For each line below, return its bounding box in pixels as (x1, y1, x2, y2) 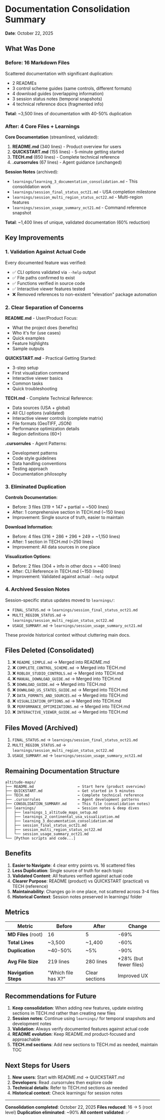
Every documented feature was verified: (5, 260, 86, 266)
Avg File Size (7, 958, 38, 965)
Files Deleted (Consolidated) (5, 646, 94, 654)
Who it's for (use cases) (12, 330, 61, 336)
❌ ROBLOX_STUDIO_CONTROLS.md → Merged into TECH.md (12, 670, 124, 676)
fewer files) (117, 961, 144, 968)
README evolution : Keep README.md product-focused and (12, 1031, 135, 1037)
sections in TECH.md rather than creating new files (12, 1010, 116, 1016)
